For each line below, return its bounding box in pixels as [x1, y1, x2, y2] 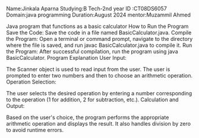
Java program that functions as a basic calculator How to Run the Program [6, 23, 189, 30]
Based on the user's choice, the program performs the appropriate [6, 114, 169, 121]
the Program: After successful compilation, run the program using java [6, 48, 178, 55]
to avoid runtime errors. [6, 127, 64, 133]
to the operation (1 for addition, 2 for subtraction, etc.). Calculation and [6, 96, 179, 103]
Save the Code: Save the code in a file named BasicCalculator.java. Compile [6, 29, 192, 36]
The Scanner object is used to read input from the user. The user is [6, 66, 170, 73]
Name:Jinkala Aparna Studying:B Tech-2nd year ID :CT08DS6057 [6, 5, 168, 12]
